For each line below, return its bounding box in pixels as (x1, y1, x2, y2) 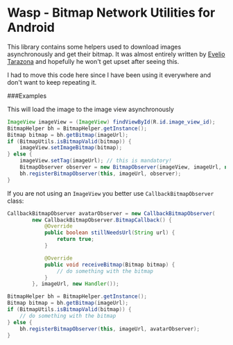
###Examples (7, 92, 47, 100)
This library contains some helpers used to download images (7, 42, 182, 51)
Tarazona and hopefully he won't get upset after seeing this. (7, 57, 180, 65)
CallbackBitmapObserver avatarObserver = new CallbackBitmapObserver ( (7, 210, 216, 217)
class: (7, 196, 24, 205)
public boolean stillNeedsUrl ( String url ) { (44, 229, 175, 237)
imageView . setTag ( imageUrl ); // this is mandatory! (19, 158, 172, 165)
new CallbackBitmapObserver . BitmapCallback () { (32, 217, 172, 224)
